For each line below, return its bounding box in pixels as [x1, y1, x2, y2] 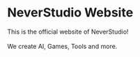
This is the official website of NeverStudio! [7, 27, 129, 36]
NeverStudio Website [7, 5, 134, 21]
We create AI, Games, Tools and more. [7, 42, 118, 50]
